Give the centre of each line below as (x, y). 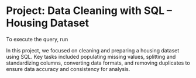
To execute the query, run (37, 39)
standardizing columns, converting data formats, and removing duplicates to (98, 63)
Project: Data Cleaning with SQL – (89, 11)
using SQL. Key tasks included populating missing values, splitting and (91, 56)
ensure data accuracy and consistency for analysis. (68, 69)
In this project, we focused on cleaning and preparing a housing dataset (93, 50)
